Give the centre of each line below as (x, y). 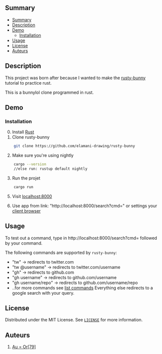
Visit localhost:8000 (32, 196)
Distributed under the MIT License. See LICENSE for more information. (74, 320)
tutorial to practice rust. (28, 83)
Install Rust (23, 132)
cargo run (24, 187)
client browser (26, 211)
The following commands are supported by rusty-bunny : (61, 252)
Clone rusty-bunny (31, 137)
